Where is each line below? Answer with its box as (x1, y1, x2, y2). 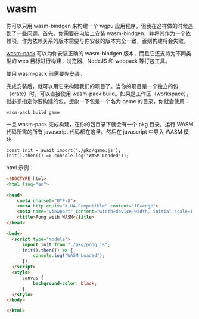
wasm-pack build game (6, 109, 60, 115)
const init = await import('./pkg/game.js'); (6, 147, 121, 153)
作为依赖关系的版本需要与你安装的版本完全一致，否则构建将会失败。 (21, 37, 189, 44)
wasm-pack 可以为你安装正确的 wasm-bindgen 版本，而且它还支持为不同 (6, 49, 186, 57)
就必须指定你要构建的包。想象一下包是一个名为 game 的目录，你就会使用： (6, 97, 190, 104)
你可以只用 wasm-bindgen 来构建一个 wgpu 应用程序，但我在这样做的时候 (6, 22, 188, 29)
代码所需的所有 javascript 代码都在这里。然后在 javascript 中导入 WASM (6, 128, 183, 135)
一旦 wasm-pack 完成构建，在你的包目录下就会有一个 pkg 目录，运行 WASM (6, 120, 194, 128)
